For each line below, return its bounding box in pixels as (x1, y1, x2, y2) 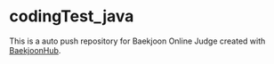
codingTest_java (9, 6, 134, 27)
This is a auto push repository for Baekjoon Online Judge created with (9, 36, 266, 46)
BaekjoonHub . (9, 44, 61, 55)
